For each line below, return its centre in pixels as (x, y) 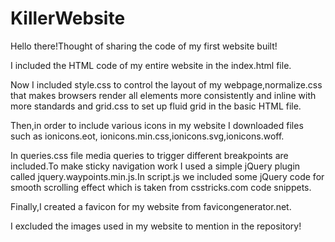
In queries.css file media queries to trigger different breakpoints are (149, 155)
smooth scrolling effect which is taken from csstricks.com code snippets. (161, 187)
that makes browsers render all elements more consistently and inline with (163, 95)
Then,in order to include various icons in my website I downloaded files (157, 125)
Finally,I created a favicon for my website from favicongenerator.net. (151, 206)
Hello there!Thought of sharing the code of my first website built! (144, 46)
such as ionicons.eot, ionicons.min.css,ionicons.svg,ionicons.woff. (147, 136)
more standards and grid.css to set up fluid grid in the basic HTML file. (156, 106)
